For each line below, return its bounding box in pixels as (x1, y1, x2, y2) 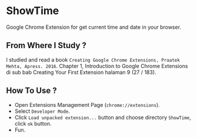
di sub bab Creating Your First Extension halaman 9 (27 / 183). (6, 69, 157, 76)
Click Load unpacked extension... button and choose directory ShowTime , (14, 113, 191, 121)
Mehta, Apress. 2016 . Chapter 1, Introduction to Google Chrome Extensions (6, 62, 188, 69)
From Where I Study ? (6, 41, 87, 51)
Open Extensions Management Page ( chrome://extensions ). (14, 101, 160, 108)
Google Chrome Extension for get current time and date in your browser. (6, 23, 181, 31)
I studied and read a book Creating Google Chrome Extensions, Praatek (6, 56, 181, 63)
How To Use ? (6, 86, 57, 96)
